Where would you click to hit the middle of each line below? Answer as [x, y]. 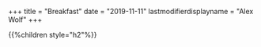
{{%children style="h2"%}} [53, 35]
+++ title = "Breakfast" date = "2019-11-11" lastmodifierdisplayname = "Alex [131, 11]
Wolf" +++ [25, 20]
